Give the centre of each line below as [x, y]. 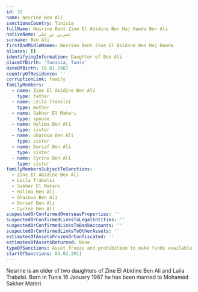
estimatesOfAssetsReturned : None [48, 242]
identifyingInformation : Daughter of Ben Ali [64, 57]
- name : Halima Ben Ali [41, 125]
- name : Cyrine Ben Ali [41, 158]
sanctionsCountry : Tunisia [40, 23]
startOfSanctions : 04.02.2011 [44, 254]
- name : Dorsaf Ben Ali [41, 147]
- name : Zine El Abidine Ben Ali [54, 91]
